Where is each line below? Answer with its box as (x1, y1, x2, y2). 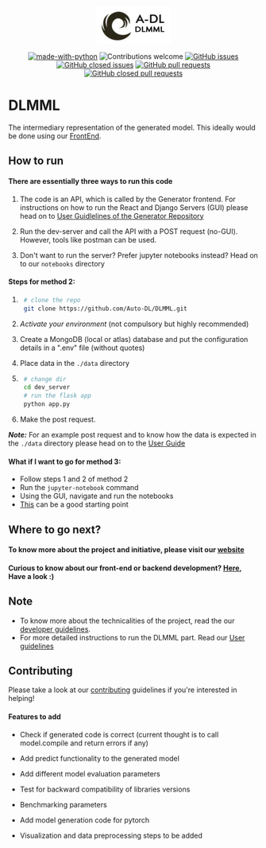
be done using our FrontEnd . (8, 131, 102, 141)
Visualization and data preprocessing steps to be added (19, 830, 202, 840)
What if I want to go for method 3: (8, 457, 121, 466)
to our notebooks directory (19, 259, 106, 268)
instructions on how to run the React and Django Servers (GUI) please (19, 202, 249, 212)
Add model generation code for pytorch (19, 815, 150, 825)
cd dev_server (23, 383, 71, 391)
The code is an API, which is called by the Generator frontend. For (19, 194, 236, 204)
